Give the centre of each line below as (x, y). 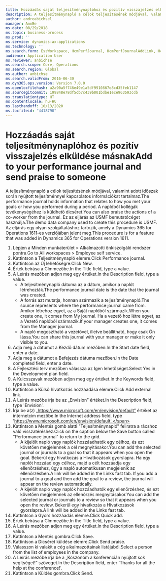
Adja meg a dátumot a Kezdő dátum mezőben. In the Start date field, (82, 347)
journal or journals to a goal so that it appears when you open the (86, 452)
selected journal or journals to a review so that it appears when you (88, 499)
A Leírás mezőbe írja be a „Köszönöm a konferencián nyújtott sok (79, 557)
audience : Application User (34, 56)
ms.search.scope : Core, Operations (42, 65)
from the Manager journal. (47, 326)
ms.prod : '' (18, 38)
